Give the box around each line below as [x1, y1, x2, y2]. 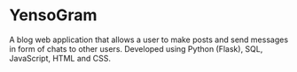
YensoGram [9, 5, 98, 25]
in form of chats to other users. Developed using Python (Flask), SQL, [9, 43, 263, 54]
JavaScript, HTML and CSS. [9, 53, 112, 63]
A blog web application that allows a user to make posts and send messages [9, 34, 289, 45]
